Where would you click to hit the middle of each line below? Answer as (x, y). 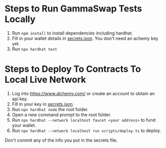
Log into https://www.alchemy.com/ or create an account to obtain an (83, 93)
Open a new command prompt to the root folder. (62, 115)
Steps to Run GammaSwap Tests (74, 9)
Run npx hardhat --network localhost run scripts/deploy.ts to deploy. (86, 131)
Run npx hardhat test (34, 49)
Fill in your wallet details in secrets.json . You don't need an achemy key (85, 38)
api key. (20, 99)
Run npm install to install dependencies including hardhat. (72, 33)
